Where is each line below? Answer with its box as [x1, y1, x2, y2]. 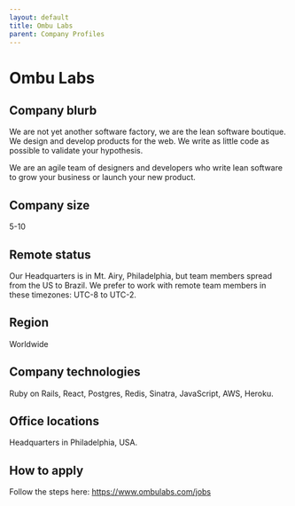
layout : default [9, 12, 69, 22]
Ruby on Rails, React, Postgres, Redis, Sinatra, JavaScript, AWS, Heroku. [9, 388, 274, 399]
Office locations [9, 414, 100, 429]
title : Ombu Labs [9, 21, 74, 30]
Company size [9, 197, 90, 213]
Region [9, 315, 49, 330]
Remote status [9, 247, 91, 262]
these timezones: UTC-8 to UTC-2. [9, 289, 137, 300]
